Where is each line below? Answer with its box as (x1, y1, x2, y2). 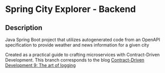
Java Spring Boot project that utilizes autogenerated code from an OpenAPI (5, 36, 161, 42)
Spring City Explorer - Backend (5, 3, 136, 15)
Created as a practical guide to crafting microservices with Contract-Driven (5, 51, 160, 57)
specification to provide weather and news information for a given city (5, 42, 150, 48)
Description (5, 23, 42, 32)
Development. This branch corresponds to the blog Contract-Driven (5, 57, 145, 63)
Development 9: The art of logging (5, 62, 76, 68)
